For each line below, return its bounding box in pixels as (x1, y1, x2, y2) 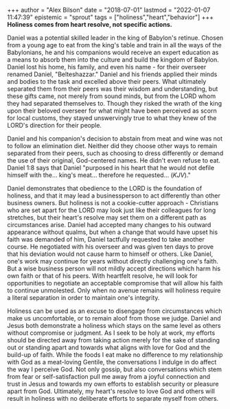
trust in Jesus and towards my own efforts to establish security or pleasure (7, 380, 219, 388)
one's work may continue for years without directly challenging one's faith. (7, 257, 218, 265)
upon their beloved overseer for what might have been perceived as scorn (7, 106, 218, 115)
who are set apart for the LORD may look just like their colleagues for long (7, 206, 216, 214)
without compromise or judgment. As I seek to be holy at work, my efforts (7, 329, 216, 337)
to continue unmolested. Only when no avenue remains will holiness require (7, 286, 221, 294)
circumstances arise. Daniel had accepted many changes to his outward (7, 221, 211, 229)
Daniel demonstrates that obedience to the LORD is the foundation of (7, 185, 203, 192)
